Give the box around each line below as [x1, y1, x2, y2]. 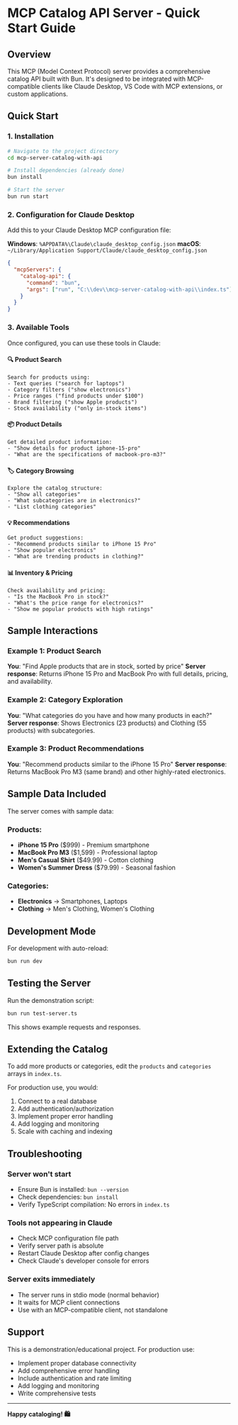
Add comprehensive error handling [17, 1366, 120, 1375]
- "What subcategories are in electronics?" [7, 497, 141, 504]
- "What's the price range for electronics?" [7, 599, 144, 606]
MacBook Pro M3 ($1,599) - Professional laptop [17, 848, 158, 856]
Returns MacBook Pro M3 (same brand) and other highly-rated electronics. [7, 767, 226, 776]
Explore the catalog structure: [7, 484, 103, 492]
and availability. [7, 677, 53, 686]
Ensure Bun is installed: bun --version [17, 1185, 129, 1194]
